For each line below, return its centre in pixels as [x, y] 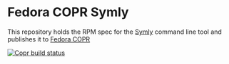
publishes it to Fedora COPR [49, 39]
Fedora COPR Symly [68, 12]
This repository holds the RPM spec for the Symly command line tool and [115, 32]
